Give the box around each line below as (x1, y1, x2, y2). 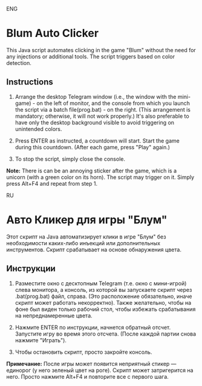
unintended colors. (15, 125, 62, 132)
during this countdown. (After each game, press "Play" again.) (15, 143, 171, 151)
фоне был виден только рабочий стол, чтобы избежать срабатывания (15, 305, 196, 313)
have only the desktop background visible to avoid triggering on (15, 118, 174, 126)
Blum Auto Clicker (6, 27, 99, 40)
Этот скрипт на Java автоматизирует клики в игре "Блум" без (6, 233, 166, 240)
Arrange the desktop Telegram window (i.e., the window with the (15, 93, 177, 100)
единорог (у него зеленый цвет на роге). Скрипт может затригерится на (6, 367, 194, 374)
